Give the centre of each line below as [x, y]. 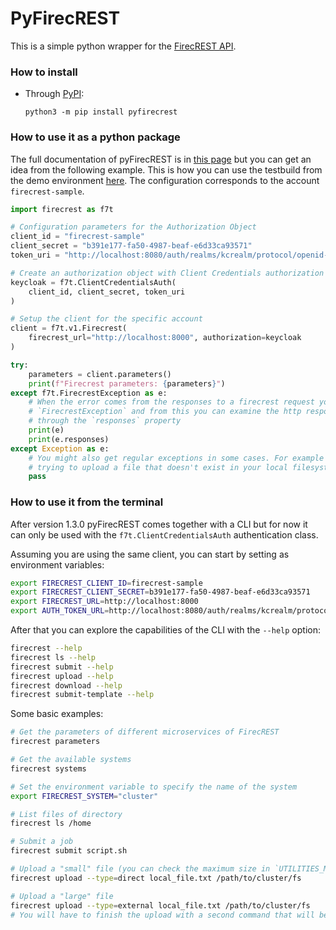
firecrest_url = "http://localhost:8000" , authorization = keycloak [165, 338]
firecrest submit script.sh [69, 851]
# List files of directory [66, 814]
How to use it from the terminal [87, 502]
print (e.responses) [69, 439]
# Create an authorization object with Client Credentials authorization [167, 273]
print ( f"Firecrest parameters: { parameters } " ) [127, 383]
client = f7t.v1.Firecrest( [69, 328]
